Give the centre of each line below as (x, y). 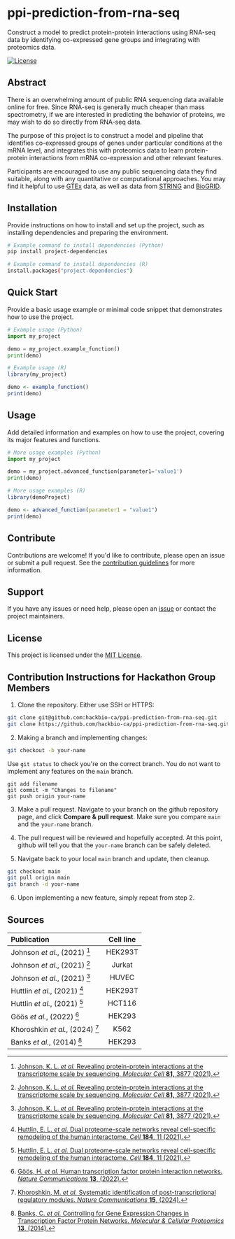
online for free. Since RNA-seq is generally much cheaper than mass (106, 107)
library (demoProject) (39, 497)
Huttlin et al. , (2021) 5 (47, 1003)
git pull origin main (39, 878)
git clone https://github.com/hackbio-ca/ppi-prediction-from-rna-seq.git (119, 724)
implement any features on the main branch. (70, 771)
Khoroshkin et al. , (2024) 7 (55, 1029)
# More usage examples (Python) (54, 453)
